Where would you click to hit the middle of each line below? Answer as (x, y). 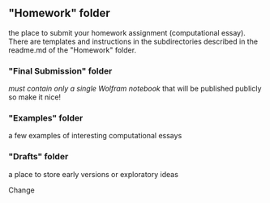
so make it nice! (35, 97)
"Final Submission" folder (60, 70)
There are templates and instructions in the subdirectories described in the (133, 41)
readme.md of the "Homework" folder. (72, 50)
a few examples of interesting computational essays (95, 136)
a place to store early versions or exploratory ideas (93, 174)
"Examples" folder (46, 118)
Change (21, 190)
